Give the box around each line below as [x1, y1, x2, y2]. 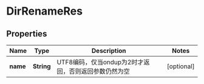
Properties [6, 29, 47, 39]
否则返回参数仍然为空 [69, 67, 130, 75]
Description [91, 47, 126, 55]
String [32, 62, 51, 71]
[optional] [166, 62, 195, 71]
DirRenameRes [6, 4, 83, 18]
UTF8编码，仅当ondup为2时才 [56, 58, 144, 66]
